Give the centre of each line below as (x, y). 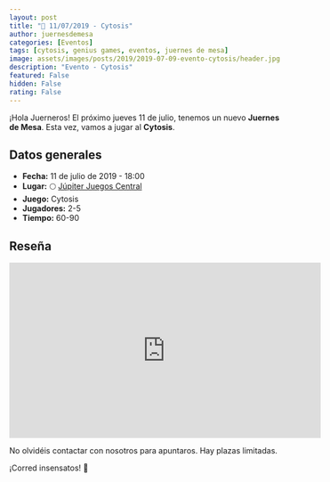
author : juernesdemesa (51, 34)
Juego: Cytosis (50, 199)
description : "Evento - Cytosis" (71, 68)
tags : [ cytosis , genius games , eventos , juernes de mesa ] (119, 51)
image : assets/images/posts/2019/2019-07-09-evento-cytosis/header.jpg (145, 59)
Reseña (30, 246)
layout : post (33, 17)
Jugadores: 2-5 (52, 208)
